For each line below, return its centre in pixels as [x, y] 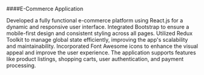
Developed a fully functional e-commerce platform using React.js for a [95, 20]
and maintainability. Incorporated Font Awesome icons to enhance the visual [102, 46]
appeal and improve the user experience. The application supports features [101, 53]
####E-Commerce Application [45, 9]
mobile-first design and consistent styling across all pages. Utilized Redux [100, 33]
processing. [21, 65]
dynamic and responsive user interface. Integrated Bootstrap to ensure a [98, 27]
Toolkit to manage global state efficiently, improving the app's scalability [97, 40]
